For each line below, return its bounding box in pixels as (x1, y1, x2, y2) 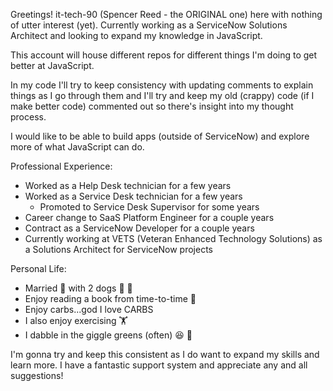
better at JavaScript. (10, 60, 95, 71)
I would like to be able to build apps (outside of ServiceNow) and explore (10, 130, 310, 142)
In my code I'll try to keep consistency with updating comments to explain (10, 79, 314, 91)
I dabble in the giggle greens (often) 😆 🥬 (24, 329, 193, 341)
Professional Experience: (10, 160, 113, 172)
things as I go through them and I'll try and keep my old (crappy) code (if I (10, 90, 315, 101)
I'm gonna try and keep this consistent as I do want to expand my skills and (10, 349, 320, 360)
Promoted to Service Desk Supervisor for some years (39, 201, 260, 213)
